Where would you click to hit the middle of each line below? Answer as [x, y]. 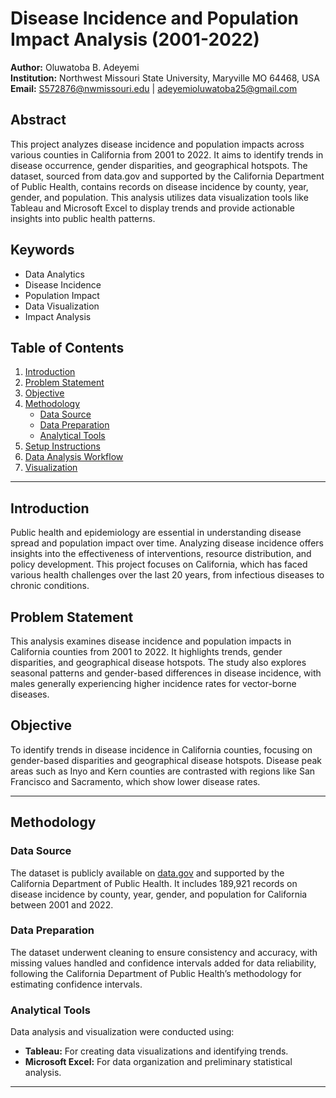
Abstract [38, 120]
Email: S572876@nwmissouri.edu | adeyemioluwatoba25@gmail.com [154, 88]
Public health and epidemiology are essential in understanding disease [156, 533]
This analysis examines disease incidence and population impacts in [151, 641]
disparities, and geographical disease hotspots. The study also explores [158, 662]
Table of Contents [67, 347]
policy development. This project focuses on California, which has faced [159, 564]
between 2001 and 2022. [62, 904]
